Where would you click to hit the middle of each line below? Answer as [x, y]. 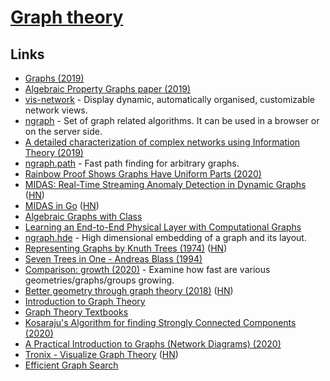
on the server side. [63, 131]
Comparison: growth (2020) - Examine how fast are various [147, 269]
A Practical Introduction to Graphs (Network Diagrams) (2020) [153, 344]
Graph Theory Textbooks [76, 312]
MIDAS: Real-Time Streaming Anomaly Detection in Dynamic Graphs [165, 184]
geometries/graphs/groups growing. [99, 280]
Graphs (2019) [54, 78]
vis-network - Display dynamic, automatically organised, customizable [169, 99]
